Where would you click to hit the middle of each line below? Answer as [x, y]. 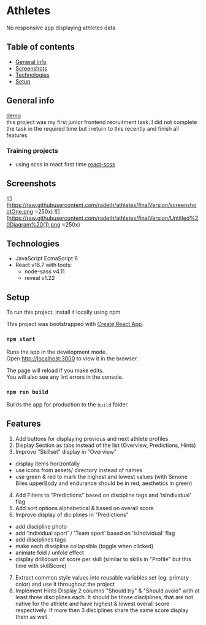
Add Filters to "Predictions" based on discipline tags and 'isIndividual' [103, 495]
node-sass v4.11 [45, 271]
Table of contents [40, 47]
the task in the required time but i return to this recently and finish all [93, 128]
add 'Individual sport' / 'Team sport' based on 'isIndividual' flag [95, 533]
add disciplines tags [40, 539]
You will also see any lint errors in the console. [65, 377]
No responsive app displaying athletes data [61, 28]
